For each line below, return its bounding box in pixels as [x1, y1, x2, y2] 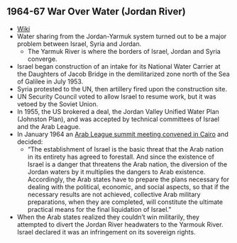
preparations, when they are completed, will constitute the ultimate [27, 198, 224, 206]
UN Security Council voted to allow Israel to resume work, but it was [16, 92, 217, 101]
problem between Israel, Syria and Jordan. [16, 39, 142, 48]
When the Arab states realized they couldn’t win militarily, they [16, 213, 200, 221]
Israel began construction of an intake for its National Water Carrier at [16, 62, 221, 70]
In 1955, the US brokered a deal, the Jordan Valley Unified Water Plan [16, 107, 219, 115]
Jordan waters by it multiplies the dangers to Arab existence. [27, 167, 206, 176]
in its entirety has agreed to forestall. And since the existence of [27, 152, 214, 161]
